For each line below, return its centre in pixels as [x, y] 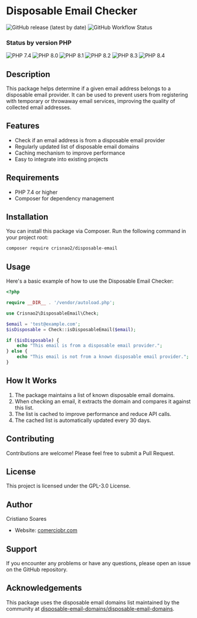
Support [22, 549]
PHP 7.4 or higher [36, 192]
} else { [17, 351]
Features [23, 126]
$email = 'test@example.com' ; [43, 324]
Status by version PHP [39, 43]
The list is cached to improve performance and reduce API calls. [93, 414]
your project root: [27, 238]
